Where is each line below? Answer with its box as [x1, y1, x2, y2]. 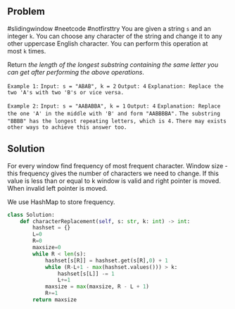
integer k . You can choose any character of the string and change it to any [7, 32, 223, 40]
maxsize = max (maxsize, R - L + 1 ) [44, 283, 150, 291]
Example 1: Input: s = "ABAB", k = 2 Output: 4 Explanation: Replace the [7, 82, 224, 90]
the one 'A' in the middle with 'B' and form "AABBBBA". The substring [7, 110, 220, 117]
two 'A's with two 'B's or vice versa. [7, 89, 125, 96]
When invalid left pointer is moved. [7, 184, 108, 192]
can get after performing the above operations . [7, 68, 144, 76]
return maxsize [32, 296, 77, 303]
